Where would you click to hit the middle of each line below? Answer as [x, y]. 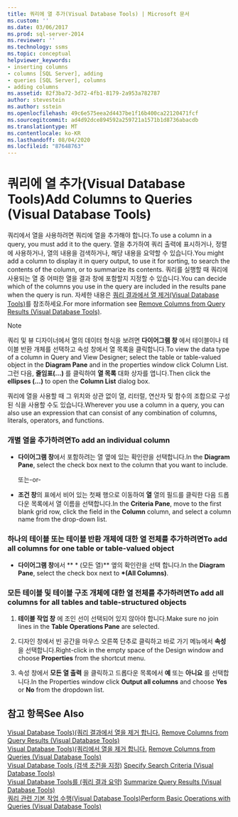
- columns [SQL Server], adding [55, 73]
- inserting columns [38, 67]
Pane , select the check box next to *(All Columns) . [93, 573]
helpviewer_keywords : [39, 61]
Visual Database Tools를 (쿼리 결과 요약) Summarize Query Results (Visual [114, 781]
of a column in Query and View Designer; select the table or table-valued [114, 358]
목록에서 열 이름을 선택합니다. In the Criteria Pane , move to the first [126, 504]
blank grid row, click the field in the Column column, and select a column [124, 512]
